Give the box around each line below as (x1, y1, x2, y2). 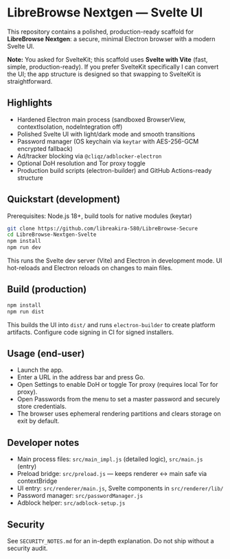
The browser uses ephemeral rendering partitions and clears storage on (16, 409, 221, 418)
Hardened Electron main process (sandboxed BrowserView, (16, 115, 186, 123)
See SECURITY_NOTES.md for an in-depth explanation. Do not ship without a (7, 537, 214, 545)
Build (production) (7, 283, 87, 296)
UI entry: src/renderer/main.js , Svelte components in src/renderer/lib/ (16, 484, 224, 492)
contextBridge (16, 477, 58, 485)
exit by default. (16, 417, 60, 425)
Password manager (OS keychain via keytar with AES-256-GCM (16, 137, 199, 145)
